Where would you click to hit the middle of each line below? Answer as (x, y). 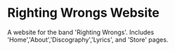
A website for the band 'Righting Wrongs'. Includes (81, 32)
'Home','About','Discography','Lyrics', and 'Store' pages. (88, 39)
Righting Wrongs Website (84, 13)
